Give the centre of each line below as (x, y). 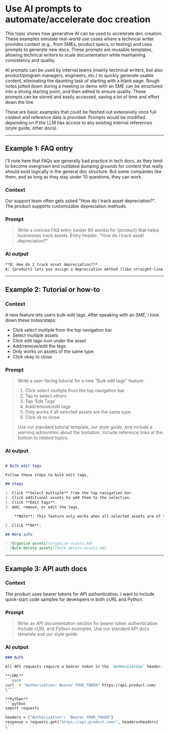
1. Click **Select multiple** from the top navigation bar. (70, 493)
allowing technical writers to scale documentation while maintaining (75, 55)
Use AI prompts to (44, 9)
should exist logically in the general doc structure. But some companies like (83, 171)
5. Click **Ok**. (23, 525)
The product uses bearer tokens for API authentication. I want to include (80, 594)
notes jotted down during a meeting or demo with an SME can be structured (84, 86)
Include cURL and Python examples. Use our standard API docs (83, 629)
